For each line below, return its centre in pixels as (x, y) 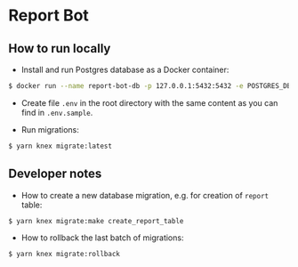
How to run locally (60, 49)
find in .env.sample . (57, 112)
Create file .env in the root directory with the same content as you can (149, 102)
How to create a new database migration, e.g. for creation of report (145, 195)
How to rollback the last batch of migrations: (102, 238)
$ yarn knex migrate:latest (60, 146)
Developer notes (55, 174)
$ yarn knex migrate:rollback (64, 255)
